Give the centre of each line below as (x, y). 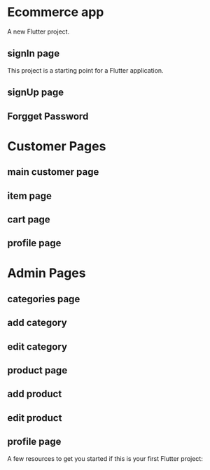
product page (37, 370)
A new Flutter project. (38, 31)
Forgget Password (48, 116)
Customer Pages (57, 146)
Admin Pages (47, 273)
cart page (29, 219)
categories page (44, 299)
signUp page (36, 93)
